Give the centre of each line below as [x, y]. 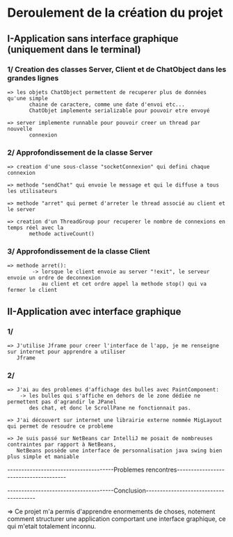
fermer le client [32, 290]
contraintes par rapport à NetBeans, [62, 445]
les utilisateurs [32, 192]
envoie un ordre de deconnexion [54, 278]
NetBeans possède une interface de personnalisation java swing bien [119, 451]
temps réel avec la [35, 228]
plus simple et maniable [43, 457]
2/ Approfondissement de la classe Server [80, 153]
